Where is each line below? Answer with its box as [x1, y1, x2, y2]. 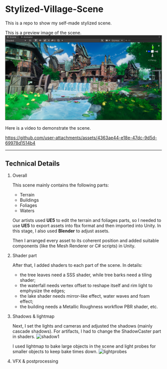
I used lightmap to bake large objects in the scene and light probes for [12, 343, 156, 349]
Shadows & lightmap [12, 313, 55, 319]
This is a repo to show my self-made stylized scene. [5, 20, 112, 26]
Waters [19, 207, 35, 213]
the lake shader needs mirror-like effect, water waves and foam [19, 293, 150, 299]
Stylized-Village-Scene [5, 3, 103, 15]
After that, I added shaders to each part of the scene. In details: [12, 262, 143, 268]
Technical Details [5, 159, 60, 168]
